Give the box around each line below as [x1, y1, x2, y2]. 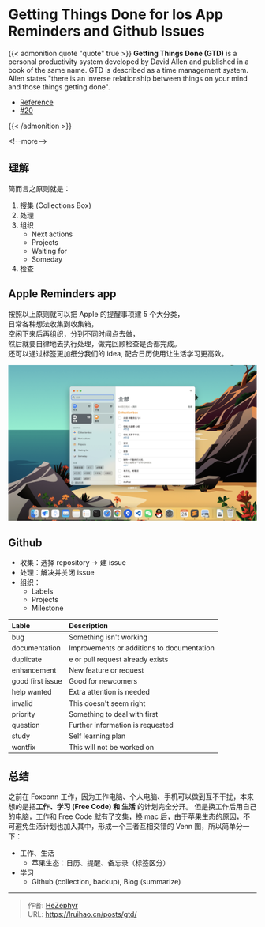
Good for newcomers [68, 676, 138, 686]
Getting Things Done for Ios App [8, 6, 223, 24]
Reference [19, 97, 54, 107]
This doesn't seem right [68, 698, 146, 708]
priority [11, 709, 35, 718]
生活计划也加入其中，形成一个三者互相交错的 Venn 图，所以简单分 [28, 821, 243, 831]
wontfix [11, 742, 36, 752]
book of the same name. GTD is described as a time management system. [8, 65, 248, 74]
